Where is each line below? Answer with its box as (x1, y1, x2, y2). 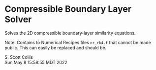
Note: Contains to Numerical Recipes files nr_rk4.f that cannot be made (4, 39, 151, 45)
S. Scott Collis (4, 54, 33, 60)
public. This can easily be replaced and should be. (4, 45, 107, 50)
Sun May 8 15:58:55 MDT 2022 (4, 59, 67, 65)
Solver (4, 14, 32, 25)
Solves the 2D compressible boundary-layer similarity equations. (4, 30, 136, 36)
